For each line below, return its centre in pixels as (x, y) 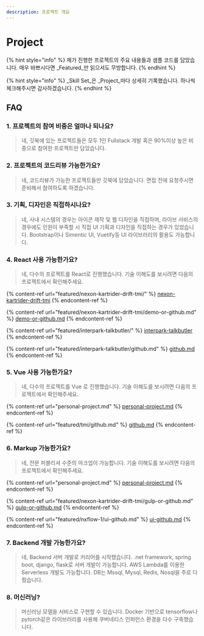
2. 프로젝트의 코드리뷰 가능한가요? (53, 165)
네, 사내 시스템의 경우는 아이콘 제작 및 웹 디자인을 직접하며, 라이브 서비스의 (110, 219)
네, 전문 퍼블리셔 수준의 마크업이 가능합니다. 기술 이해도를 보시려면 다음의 (108, 463)
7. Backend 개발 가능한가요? (46, 543)
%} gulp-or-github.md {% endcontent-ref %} (63, 507)
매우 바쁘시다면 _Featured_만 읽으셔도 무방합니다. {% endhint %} (97, 67)
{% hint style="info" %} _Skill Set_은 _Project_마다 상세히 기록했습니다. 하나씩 (101, 81)
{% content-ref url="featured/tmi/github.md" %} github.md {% (85, 425)
